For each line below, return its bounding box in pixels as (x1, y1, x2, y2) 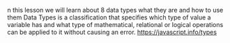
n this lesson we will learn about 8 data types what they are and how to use (7, 6, 224, 14)
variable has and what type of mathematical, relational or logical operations (7, 21, 224, 28)
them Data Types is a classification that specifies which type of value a (7, 13, 211, 21)
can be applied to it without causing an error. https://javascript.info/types (7, 28, 217, 36)
